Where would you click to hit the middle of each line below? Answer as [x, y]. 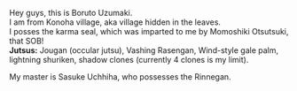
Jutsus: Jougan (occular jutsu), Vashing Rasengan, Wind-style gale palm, [144, 50]
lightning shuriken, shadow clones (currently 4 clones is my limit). [129, 60]
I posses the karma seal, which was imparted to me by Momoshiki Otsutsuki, [149, 31]
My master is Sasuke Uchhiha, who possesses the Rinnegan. [121, 77]
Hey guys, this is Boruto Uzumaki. [71, 13]
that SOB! [27, 41]
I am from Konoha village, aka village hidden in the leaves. [115, 22]
